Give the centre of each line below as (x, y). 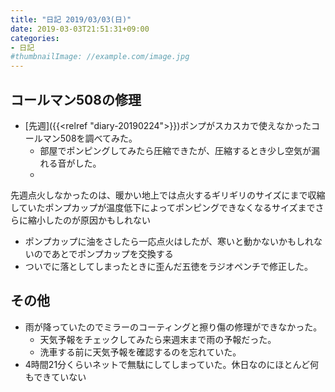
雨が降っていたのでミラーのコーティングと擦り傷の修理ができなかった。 (173, 327)
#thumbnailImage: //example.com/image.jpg (100, 57)
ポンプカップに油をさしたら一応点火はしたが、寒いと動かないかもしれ (169, 241)
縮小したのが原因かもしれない (89, 220)
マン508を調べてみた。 (90, 138)
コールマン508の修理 (76, 99)
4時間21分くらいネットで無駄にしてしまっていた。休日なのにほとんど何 (171, 364)
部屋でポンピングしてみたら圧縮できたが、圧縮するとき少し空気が (175, 150)
